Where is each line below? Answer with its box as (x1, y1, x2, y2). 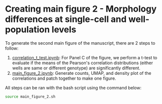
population (5, 24, 50, 35)
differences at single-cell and (5, 14, 127, 25)
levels (51, 24, 77, 35)
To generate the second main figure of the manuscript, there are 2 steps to (5, 40, 155, 46)
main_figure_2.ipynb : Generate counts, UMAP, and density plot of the (12, 70, 151, 76)
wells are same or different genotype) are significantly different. (12, 65, 141, 71)
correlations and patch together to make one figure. (12, 75, 116, 81)
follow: (5, 45, 19, 51)
